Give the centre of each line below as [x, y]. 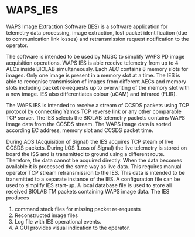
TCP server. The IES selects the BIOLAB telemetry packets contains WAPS [96, 117]
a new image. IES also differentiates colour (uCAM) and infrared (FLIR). [92, 94]
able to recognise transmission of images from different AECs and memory [96, 81]
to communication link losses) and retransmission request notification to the [97, 39]
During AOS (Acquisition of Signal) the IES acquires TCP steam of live [90, 141]
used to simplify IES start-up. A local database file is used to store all [89, 185]
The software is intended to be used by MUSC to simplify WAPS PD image [95, 56]
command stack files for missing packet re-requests [78, 209]
